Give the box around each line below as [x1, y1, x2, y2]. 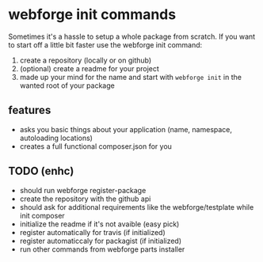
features [8, 104, 51, 117]
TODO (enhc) [8, 165, 74, 178]
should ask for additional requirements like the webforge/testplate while [19, 202, 254, 211]
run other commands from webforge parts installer [19, 244, 185, 254]
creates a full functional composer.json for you [19, 141, 173, 151]
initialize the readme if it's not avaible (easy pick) [19, 219, 180, 229]
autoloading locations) [19, 133, 93, 142]
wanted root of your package [19, 81, 115, 90]
